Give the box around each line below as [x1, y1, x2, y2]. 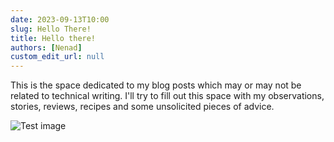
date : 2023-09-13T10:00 [10, 14, 110, 25]
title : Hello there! [10, 33, 97, 43]
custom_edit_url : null [10, 52, 105, 62]
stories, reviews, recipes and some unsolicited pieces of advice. [10, 101, 275, 113]
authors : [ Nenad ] [10, 42, 83, 53]
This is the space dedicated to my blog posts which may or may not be [10, 79, 302, 91]
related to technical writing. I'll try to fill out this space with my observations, [10, 90, 325, 102]
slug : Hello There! [10, 24, 92, 34]
